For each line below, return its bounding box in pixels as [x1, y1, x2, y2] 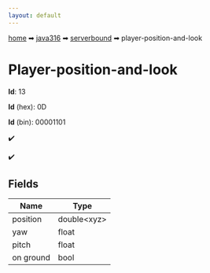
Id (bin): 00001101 [8, 117, 66, 127]
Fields [8, 177, 39, 190]
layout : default [8, 11, 61, 20]
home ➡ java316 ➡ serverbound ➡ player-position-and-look [8, 33, 203, 42]
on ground [12, 253, 51, 264]
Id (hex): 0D [8, 101, 47, 111]
